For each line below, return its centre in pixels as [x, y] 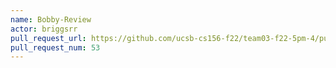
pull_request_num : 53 [55, 47]
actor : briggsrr [44, 29]
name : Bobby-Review [51, 19]
